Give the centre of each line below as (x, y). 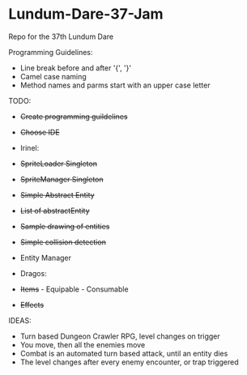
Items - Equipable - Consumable (74, 289)
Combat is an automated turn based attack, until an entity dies (124, 353)
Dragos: (33, 273)
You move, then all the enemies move (83, 344)
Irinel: (30, 147)
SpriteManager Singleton (62, 179)
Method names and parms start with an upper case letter (115, 85)
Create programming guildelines (74, 116)
